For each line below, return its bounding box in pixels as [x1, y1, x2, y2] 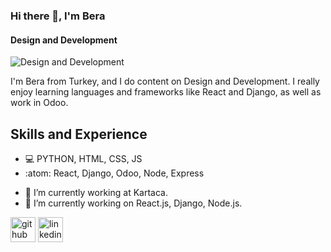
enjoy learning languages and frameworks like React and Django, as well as [10, 86, 322, 98]
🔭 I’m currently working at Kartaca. [24, 186, 168, 198]
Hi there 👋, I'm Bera [10, 9, 106, 23]
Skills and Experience [10, 125, 148, 143]
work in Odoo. [10, 97, 69, 109]
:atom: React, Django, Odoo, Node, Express [24, 167, 205, 179]
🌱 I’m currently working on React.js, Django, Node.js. [24, 197, 243, 209]
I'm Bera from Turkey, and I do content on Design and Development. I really [10, 75, 320, 88]
